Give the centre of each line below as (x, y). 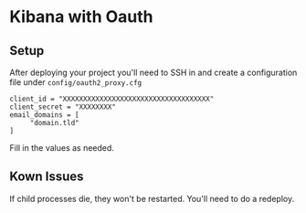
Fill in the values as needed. (62, 148)
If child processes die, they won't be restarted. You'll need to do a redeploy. (152, 198)
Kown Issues (47, 177)
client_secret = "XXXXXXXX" (63, 107)
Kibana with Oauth (81, 17)
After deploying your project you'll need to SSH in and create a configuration (153, 72)
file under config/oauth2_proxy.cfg (76, 82)
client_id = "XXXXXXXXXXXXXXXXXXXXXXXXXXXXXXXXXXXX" (112, 99)
